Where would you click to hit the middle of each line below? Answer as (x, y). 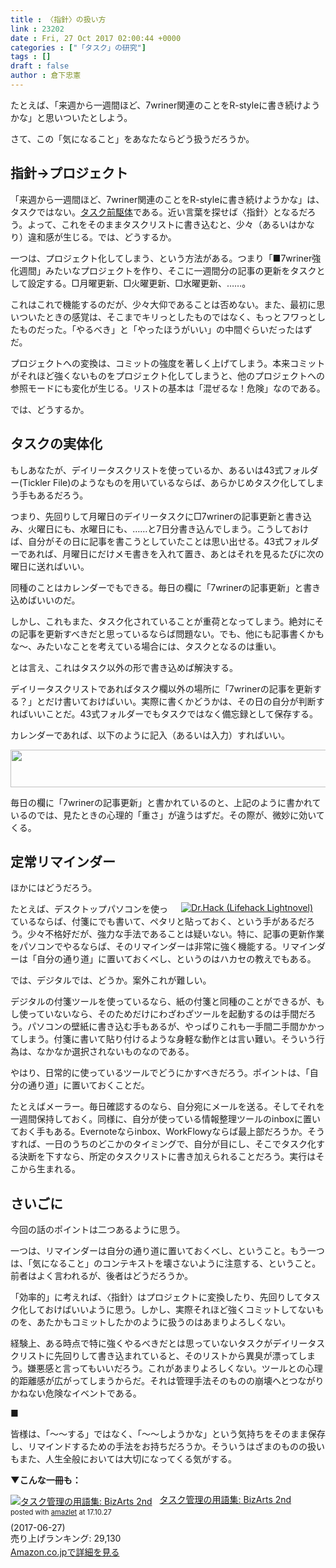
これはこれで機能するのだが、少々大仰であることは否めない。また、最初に (163, 304)
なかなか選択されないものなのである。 (115, 1052)
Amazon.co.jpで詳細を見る (65, 1552)
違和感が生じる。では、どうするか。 (102, 237)
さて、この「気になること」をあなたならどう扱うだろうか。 (132, 138)
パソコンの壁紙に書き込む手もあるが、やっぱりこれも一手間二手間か (167, 1027)
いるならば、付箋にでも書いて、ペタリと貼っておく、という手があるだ (162, 922)
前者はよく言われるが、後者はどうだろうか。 (101, 1276)
